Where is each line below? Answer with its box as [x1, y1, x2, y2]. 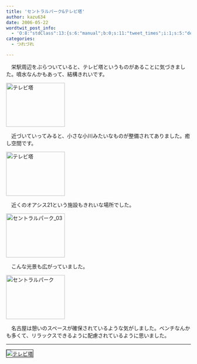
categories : [6, 36, 35, 42]
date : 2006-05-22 [6, 19, 49, 25]
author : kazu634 [6, 14, 46, 20]
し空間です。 [6, 139, 37, 147]
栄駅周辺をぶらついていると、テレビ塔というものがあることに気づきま [11, 63, 181, 70]
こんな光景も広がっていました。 [11, 262, 89, 270]
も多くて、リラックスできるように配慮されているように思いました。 [6, 332, 170, 339]
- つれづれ [11, 42, 34, 48]
